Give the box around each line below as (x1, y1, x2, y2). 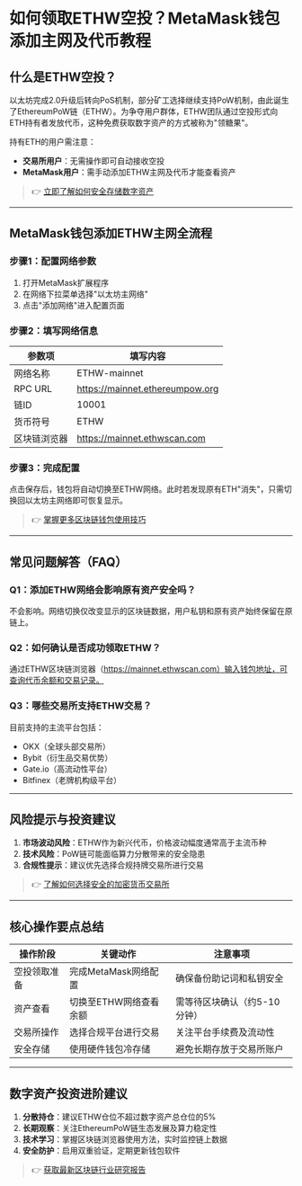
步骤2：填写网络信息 (9, 325, 99, 337)
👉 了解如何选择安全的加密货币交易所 (31, 878, 170, 890)
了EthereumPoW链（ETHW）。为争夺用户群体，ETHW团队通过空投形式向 (9, 106, 279, 117)
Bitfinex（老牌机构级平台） (22, 774, 121, 785)
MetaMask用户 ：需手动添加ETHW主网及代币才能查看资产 (22, 167, 236, 177)
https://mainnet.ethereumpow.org (76, 382, 219, 395)
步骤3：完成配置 (9, 461, 81, 474)
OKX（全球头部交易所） (22, 741, 111, 752)
